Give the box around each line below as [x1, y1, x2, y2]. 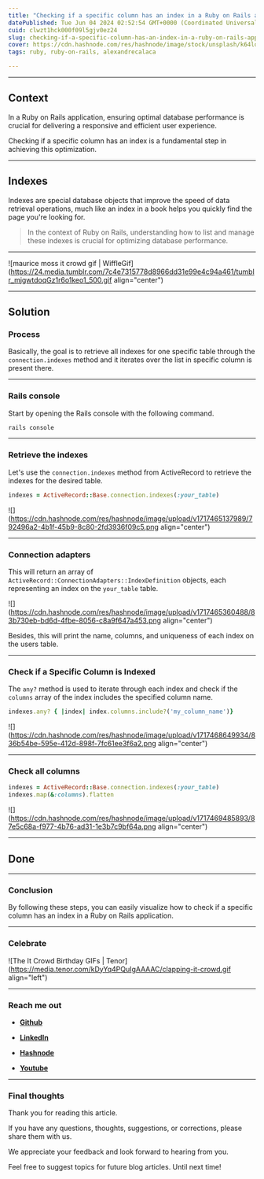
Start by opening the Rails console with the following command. [8, 408, 214, 418]
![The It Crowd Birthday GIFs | [8, 955, 104, 965]
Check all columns [8, 766, 80, 777]
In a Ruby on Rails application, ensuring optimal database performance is [8, 112, 245, 122]
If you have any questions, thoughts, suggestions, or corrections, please [8, 1123, 242, 1133]
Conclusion [8, 885, 53, 896]
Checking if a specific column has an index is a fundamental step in [8, 135, 226, 146]
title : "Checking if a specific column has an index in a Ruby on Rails [8, 11, 251, 20]
